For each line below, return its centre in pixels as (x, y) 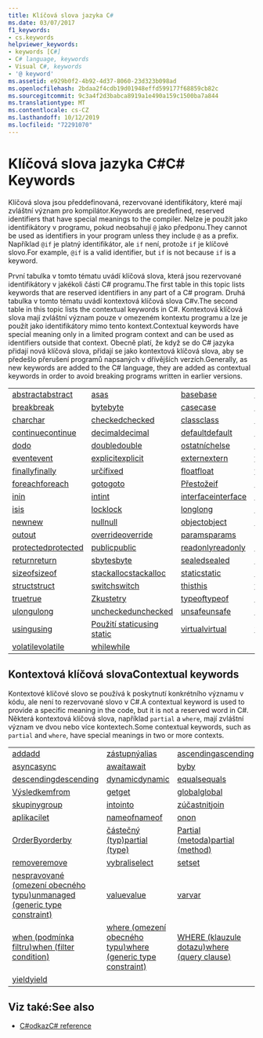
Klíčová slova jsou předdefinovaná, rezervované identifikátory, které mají (125, 202)
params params (208, 535)
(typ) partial (127, 839)
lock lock (107, 509)
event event (32, 458)
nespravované (38, 875)
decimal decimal (120, 433)
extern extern (204, 458)
